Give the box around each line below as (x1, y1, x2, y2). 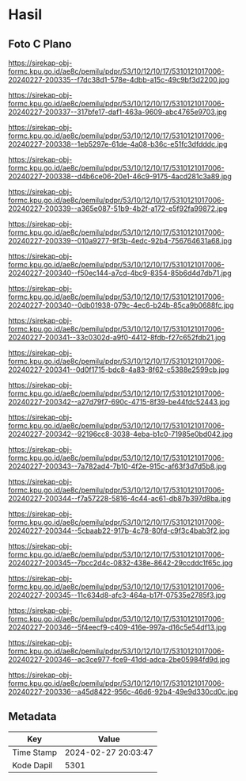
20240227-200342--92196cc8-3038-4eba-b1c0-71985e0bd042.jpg (8, 430, 233, 438)
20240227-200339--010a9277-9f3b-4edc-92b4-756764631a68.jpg (8, 236, 232, 245)
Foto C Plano (8, 37, 72, 51)
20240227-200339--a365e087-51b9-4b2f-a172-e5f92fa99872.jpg (8, 204, 228, 213)
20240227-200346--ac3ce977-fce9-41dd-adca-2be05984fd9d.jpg (8, 655, 231, 664)
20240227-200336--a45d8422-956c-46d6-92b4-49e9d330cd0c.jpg (8, 687, 239, 696)
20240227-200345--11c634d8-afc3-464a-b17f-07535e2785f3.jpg (8, 591, 226, 599)
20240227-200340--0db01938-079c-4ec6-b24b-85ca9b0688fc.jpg (8, 301, 235, 310)
